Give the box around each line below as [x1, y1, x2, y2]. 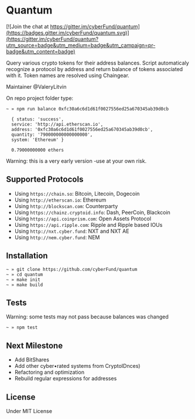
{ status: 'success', [11, 116, 64, 122]
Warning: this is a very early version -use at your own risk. [6, 157, 147, 165]
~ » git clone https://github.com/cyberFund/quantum [6, 266, 138, 272]
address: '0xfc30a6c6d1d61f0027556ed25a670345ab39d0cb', [11, 126, 153, 132]
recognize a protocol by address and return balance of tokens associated [6, 65, 183, 72]
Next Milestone [6, 340, 63, 350]
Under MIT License [6, 408, 53, 414]
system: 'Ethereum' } [11, 136, 64, 143]
